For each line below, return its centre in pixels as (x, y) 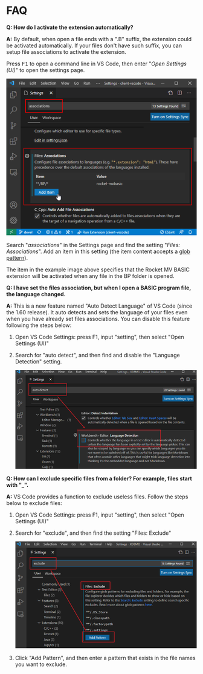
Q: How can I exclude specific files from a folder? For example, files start (99, 478)
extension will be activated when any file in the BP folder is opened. (90, 276)
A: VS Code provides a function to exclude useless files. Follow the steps (97, 497)
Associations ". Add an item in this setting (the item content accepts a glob (98, 251)
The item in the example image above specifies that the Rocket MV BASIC (98, 269)
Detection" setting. (38, 362)
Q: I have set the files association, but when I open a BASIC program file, (99, 288)
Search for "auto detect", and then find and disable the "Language (97, 355)
